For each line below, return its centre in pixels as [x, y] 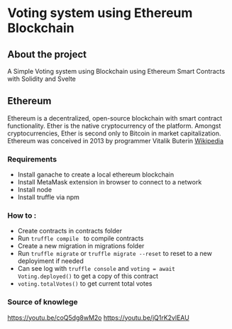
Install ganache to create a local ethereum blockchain [96, 174]
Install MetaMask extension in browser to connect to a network [110, 182]
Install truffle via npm [49, 197]
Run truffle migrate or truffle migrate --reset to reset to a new [115, 254]
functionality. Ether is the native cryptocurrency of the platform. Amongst [114, 126]
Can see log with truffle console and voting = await [96, 269]
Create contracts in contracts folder [70, 231]
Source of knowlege [43, 302]
